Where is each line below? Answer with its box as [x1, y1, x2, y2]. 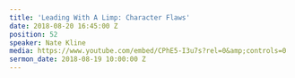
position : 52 [9, 30, 58, 39]
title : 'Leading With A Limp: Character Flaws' [9, 13, 191, 22]
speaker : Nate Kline [9, 38, 87, 48]
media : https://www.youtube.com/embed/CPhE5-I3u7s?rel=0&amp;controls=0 [9, 47, 287, 56]
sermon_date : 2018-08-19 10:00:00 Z [9, 55, 146, 64]
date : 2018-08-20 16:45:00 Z [9, 22, 118, 30]
